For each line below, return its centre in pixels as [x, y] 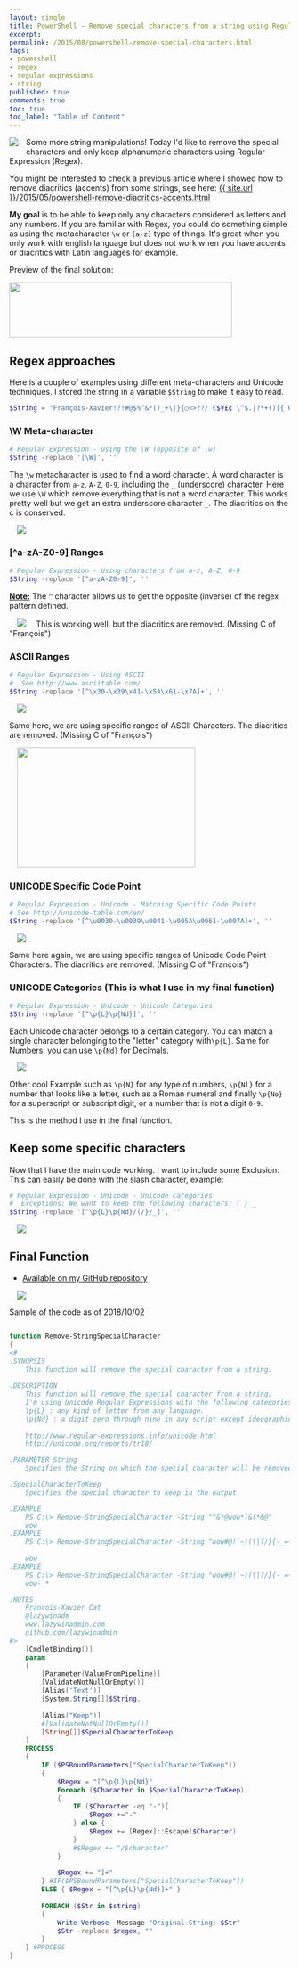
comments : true [37, 100]
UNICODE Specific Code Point [75, 886]
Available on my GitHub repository [85, 1278]
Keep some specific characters [97, 1148]
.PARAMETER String [43, 1460]
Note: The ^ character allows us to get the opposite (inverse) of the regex [144, 596]
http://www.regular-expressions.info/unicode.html [121, 1436]
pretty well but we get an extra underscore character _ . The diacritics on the [149, 503]
